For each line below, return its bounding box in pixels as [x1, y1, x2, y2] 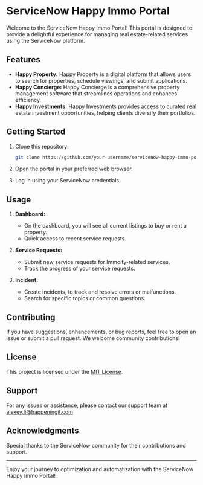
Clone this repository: [14, 143, 69, 150]
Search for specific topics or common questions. [24, 295, 146, 302]
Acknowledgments [6, 426, 80, 436]
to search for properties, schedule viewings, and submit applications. [14, 77, 187, 84]
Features [6, 54, 40, 65]
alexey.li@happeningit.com [6, 408, 74, 415]
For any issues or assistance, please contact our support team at [6, 402, 168, 409]
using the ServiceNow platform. [6, 37, 85, 44]
